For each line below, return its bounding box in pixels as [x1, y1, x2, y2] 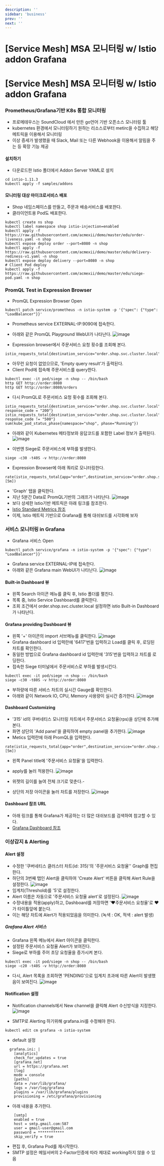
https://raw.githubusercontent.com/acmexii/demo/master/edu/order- [5, 233, 145, 238]
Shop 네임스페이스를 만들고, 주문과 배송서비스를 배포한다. [12, 204, 122, 210]
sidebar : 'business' [5, 12, 47, 17]
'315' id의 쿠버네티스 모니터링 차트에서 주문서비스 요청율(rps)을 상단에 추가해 [12, 716, 159, 722]
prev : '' [5, 16, 23, 21]
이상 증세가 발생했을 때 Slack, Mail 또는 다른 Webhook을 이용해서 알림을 [12, 137, 151, 143]
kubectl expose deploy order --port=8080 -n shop [5, 241, 108, 246]
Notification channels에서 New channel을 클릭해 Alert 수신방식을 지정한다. [12, 1003, 157, 1009]
